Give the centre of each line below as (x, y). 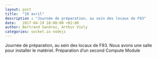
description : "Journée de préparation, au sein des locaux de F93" (76, 18)
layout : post (18, 9)
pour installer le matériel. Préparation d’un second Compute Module (73, 50)
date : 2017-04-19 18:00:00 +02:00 (42, 23)
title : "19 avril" (25, 14)
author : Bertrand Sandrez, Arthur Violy (47, 27)
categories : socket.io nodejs (36, 32)
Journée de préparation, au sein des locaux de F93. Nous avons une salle (78, 45)
